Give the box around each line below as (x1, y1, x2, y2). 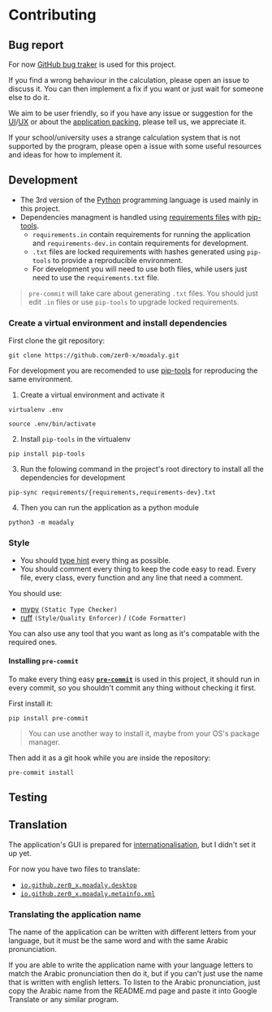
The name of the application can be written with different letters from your (8, 928, 257, 937)
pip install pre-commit (8, 714, 89, 722)
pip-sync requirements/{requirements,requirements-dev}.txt (8, 489, 217, 497)
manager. (28, 737, 61, 746)
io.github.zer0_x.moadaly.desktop (19, 881, 137, 889)
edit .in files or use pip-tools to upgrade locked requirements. (28, 296, 240, 306)
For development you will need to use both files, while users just (32, 264, 248, 274)
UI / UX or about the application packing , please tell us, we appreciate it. (8, 117, 247, 127)
